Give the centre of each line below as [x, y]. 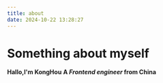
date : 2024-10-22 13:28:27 [45, 20]
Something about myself [78, 53]
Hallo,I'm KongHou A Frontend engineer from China [82, 72]
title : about [26, 13]
